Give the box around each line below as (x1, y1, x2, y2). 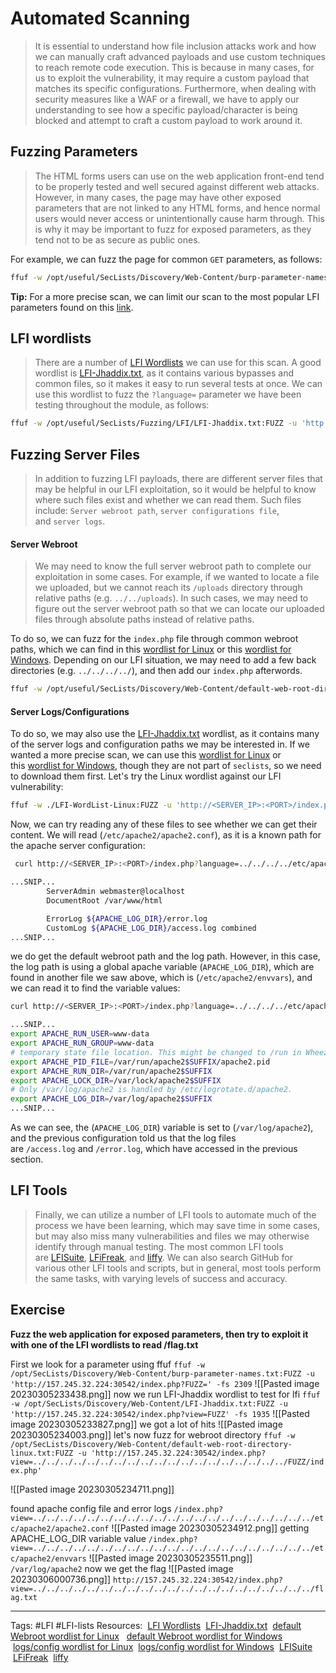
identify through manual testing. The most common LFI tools (34, 1240, 284, 1252)
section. (10, 1153, 44, 1166)
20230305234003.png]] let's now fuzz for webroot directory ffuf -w (10, 1428, 296, 1441)
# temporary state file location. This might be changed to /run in (10, 1047, 302, 1057)
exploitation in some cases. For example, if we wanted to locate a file (34, 571, 320, 583)
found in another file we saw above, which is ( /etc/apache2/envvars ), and (10, 972, 313, 984)
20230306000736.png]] (10, 1573, 111, 1585)
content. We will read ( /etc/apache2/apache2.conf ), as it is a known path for (10, 829, 322, 841)
